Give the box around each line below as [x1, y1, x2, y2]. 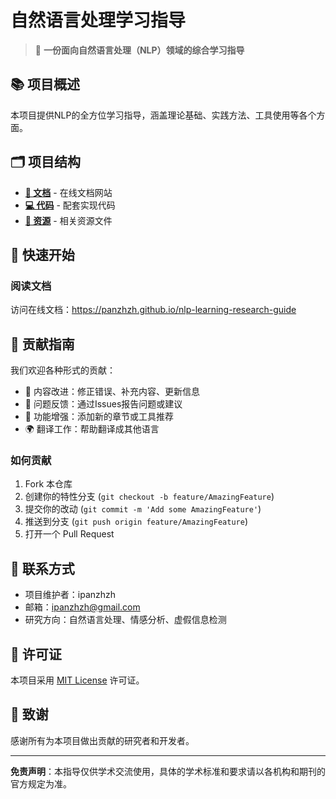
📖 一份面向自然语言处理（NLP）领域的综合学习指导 [34, 44, 245, 56]
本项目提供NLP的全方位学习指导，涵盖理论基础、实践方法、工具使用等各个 [10, 109, 317, 121]
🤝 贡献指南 [10, 336, 75, 353]
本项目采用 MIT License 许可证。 [10, 674, 145, 686]
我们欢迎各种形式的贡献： [10, 364, 116, 376]
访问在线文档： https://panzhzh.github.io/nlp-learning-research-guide [10, 304, 297, 316]
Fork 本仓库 [24, 478, 73, 490]
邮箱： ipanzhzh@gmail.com [24, 601, 141, 613]
